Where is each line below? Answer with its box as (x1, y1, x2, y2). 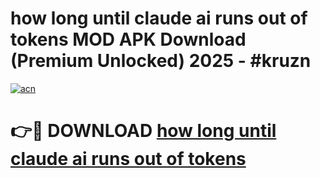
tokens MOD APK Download (10, 28, 247, 51)
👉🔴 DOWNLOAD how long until (10, 120, 277, 142)
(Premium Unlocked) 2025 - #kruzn (10, 50, 312, 72)
